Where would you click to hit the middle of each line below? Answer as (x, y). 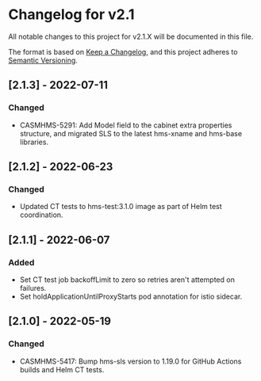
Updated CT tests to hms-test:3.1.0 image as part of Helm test (121, 207)
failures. (33, 288)
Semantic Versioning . (43, 60)
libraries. (34, 142)
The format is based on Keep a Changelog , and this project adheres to (123, 51)
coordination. (41, 215)
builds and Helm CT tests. (62, 369)
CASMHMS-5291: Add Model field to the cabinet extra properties (126, 125)
